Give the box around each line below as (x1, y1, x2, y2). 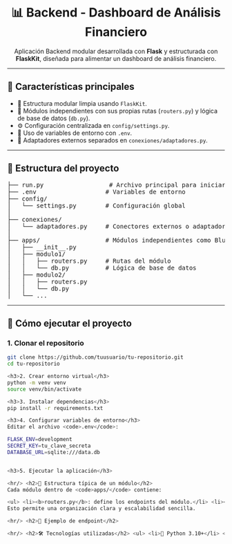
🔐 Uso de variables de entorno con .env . (17, 129, 133, 137)
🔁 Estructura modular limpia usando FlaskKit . (17, 99, 147, 107)
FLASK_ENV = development (7, 436, 72, 443)
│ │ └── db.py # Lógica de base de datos (7, 263, 197, 272)
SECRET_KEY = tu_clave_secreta (7, 442, 91, 449)
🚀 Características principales (7, 81, 135, 93)
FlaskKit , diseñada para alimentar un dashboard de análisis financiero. (15, 54, 217, 62)
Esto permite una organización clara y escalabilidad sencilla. (7, 505, 196, 512)
